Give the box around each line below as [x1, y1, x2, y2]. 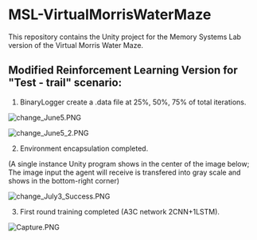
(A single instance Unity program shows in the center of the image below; [8, 159, 250, 168]
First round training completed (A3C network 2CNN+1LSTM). [19, 207, 220, 216]
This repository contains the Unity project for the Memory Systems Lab [8, 32, 241, 41]
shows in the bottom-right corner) [8, 175, 120, 185]
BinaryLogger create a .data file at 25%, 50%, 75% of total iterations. [19, 97, 247, 107]
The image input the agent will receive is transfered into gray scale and [8, 167, 241, 177]
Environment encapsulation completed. [19, 144, 149, 153]
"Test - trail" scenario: [8, 76, 122, 89]
